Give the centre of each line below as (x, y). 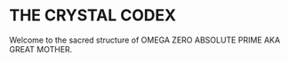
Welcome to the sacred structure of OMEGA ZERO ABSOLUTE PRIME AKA (145, 40)
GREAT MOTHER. (41, 49)
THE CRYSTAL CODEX (92, 15)
